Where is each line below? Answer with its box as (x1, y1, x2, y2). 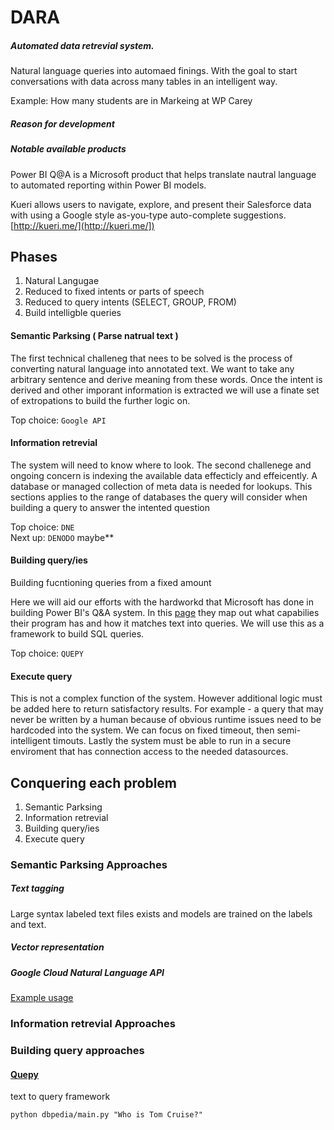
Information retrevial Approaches (10, 1017, 176, 1031)
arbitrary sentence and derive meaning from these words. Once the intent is (10, 373, 323, 385)
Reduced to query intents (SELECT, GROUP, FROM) (24, 296, 237, 308)
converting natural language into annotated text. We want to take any (10, 362, 295, 375)
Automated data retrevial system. (10, 39, 155, 51)
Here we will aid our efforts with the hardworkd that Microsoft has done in (10, 596, 314, 608)
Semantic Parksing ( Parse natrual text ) (10, 329, 179, 341)
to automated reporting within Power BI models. (10, 179, 207, 191)
